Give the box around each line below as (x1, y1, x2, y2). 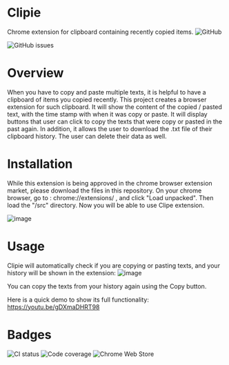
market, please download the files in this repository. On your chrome (7, 186, 202, 195)
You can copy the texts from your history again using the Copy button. (7, 282, 207, 290)
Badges (7, 326, 52, 342)
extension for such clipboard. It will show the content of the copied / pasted (7, 102, 223, 111)
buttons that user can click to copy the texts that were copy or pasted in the (7, 117, 223, 126)
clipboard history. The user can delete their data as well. (7, 132, 167, 140)
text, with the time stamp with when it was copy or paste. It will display (7, 110, 208, 118)
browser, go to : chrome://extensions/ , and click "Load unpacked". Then (7, 193, 214, 201)
